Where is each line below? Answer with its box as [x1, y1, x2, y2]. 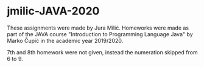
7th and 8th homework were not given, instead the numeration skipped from [7, 48, 198, 56]
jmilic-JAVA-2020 [7, 4, 100, 18]
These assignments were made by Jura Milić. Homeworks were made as [7, 24, 189, 31]
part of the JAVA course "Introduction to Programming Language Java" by [7, 30, 194, 37]
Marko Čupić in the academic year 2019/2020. [7, 37, 124, 44]
